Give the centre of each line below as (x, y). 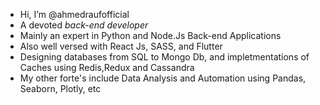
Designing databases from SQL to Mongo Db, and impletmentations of (164, 57)
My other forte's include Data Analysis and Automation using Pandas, (163, 78)
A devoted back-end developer (84, 25)
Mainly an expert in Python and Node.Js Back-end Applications (150, 35)
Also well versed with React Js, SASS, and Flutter (121, 46)
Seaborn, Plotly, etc (60, 88)
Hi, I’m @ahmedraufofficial (74, 14)
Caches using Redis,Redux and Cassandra (107, 67)
